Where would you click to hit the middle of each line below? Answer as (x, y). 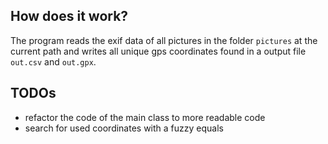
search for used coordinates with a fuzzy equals (124, 128)
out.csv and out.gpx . (53, 61)
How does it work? (69, 16)
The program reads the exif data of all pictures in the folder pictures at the (164, 40)
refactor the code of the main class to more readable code (145, 117)
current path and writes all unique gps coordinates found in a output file (158, 51)
